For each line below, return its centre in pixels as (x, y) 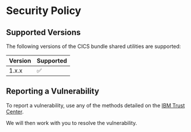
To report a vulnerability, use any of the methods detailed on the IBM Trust (95, 105)
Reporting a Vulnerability (53, 91)
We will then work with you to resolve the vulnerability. (72, 123)
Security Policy (44, 11)
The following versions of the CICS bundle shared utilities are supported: (93, 46)
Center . (15, 112)
